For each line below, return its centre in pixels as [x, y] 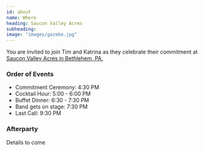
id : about [19, 12]
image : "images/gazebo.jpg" [42, 35]
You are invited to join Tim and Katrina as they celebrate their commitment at [102, 52]
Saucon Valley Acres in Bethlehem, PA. [55, 58]
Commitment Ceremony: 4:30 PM [57, 87]
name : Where [21, 18]
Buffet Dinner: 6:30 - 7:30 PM [52, 100]
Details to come [26, 142]
